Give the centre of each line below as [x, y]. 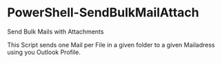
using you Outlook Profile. [44, 52]
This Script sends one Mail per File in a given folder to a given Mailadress [111, 45]
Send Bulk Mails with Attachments [55, 32]
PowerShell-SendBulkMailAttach [103, 13]
